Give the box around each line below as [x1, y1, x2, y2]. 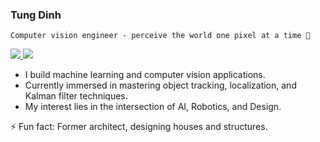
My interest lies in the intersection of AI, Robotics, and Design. [24, 101, 282, 113]
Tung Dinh [10, 8, 62, 22]
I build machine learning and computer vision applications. [24, 69, 266, 81]
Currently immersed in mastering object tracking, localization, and [24, 79, 297, 92]
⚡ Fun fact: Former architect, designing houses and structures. [10, 121, 268, 133]
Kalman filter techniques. [24, 90, 128, 102]
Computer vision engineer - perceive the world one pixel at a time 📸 [10, 31, 311, 41]
